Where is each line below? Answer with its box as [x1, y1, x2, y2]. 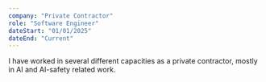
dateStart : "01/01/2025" [8, 27, 92, 35]
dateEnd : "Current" [8, 34, 74, 43]
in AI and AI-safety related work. [8, 65, 116, 75]
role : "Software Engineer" [8, 19, 99, 27]
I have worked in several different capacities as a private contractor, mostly [8, 56, 258, 66]
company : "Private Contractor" [8, 11, 114, 20]
